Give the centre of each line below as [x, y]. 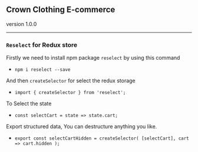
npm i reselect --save [42, 70]
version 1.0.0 [22, 24]
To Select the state [29, 104]
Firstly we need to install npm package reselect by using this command [93, 58]
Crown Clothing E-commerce [61, 10]
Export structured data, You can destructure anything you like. [82, 127]
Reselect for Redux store [42, 45]
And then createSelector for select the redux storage [71, 81]
